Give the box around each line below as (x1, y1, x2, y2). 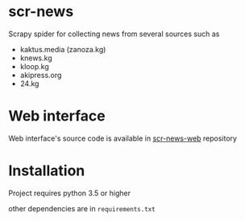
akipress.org (19, 70, 62, 80)
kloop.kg (19, 61, 50, 71)
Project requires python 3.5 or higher (8, 188, 131, 198)
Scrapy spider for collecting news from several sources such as (8, 29, 220, 39)
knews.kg (19, 53, 52, 63)
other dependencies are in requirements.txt (8, 203, 156, 213)
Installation (8, 162, 85, 180)
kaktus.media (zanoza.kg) (19, 44, 106, 54)
